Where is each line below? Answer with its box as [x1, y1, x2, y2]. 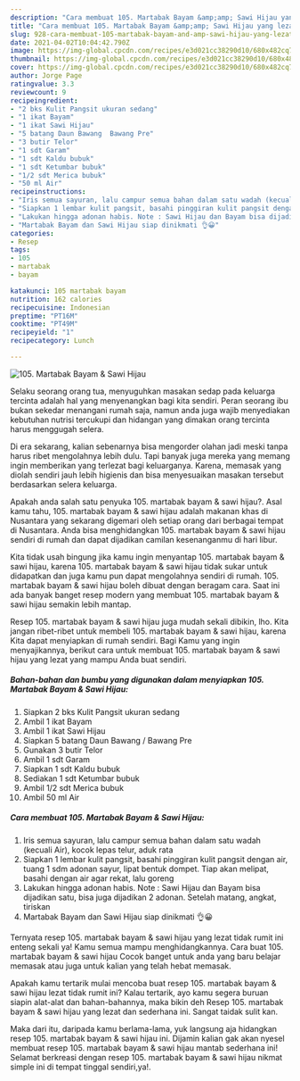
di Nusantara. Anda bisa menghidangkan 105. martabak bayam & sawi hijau [10, 524, 286, 536]
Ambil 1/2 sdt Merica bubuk [22, 782, 124, 793]
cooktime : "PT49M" [10, 320, 78, 328]
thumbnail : [10, 54, 51, 63]
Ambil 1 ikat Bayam [22, 716, 93, 727]
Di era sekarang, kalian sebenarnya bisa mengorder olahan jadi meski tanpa [10, 441, 288, 452]
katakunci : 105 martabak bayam [10, 287, 126, 295]
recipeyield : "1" [10, 328, 75, 337]
